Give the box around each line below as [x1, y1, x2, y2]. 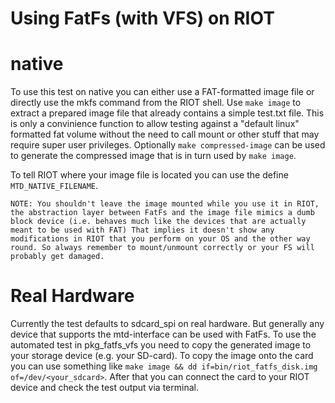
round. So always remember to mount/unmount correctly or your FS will [10, 243, 315, 253]
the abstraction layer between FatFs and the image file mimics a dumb [10, 208, 315, 218]
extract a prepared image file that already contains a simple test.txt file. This [10, 107, 325, 119]
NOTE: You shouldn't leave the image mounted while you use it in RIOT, [10, 199, 320, 209]
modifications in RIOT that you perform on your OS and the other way [10, 234, 311, 244]
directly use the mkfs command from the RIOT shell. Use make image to [10, 97, 302, 109]
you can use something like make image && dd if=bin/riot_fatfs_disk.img [10, 360, 318, 372]
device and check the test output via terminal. [10, 382, 199, 394]
